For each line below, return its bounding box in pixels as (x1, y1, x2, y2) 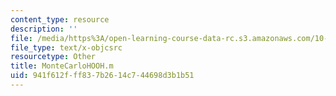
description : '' (10, 24, 78, 34)
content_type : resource (10, 14, 110, 25)
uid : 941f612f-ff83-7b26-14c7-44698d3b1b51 (10, 71, 195, 81)
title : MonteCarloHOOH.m (10, 61, 114, 71)
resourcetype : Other (10, 52, 97, 62)
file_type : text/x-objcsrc (10, 42, 123, 53)
